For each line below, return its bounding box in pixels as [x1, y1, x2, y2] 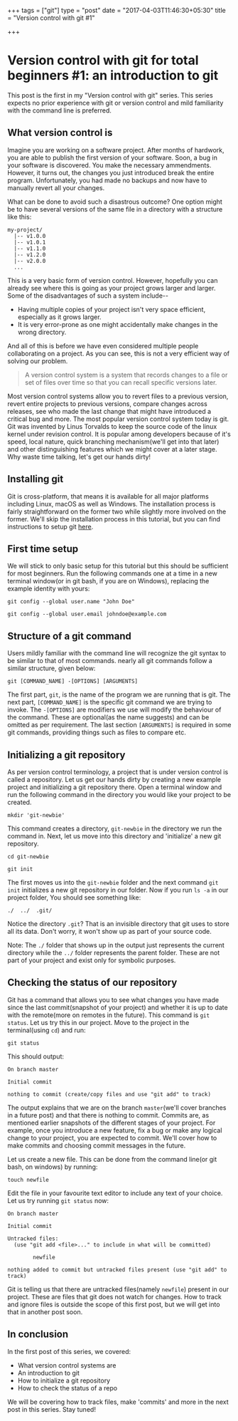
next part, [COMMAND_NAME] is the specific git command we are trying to [7, 698, 212, 707]
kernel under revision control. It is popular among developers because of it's [7, 430, 231, 438]
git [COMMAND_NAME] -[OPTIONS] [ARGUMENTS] [7, 678, 139, 685]
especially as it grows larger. [17, 313, 102, 321]
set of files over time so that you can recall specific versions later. [24, 378, 217, 387]
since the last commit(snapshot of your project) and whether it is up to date [7, 1003, 229, 1011]
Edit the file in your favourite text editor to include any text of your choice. [7, 1189, 223, 1197]
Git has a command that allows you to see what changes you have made [7, 995, 219, 1004]
